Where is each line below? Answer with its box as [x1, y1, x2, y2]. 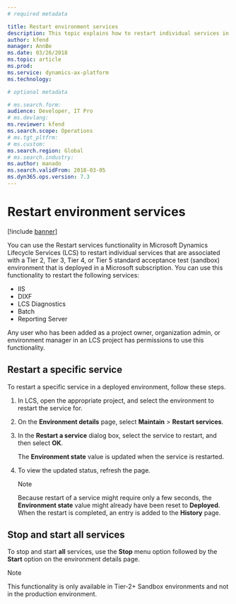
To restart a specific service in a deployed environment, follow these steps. [7, 382, 226, 391]
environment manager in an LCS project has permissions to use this [7, 336, 204, 344]
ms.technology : [7, 76, 52, 83]
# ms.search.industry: [7, 153, 74, 161]
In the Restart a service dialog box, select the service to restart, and [17, 431, 217, 439]
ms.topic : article [7, 56, 61, 64]
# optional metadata [7, 88, 69, 95]
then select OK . [17, 439, 64, 447]
